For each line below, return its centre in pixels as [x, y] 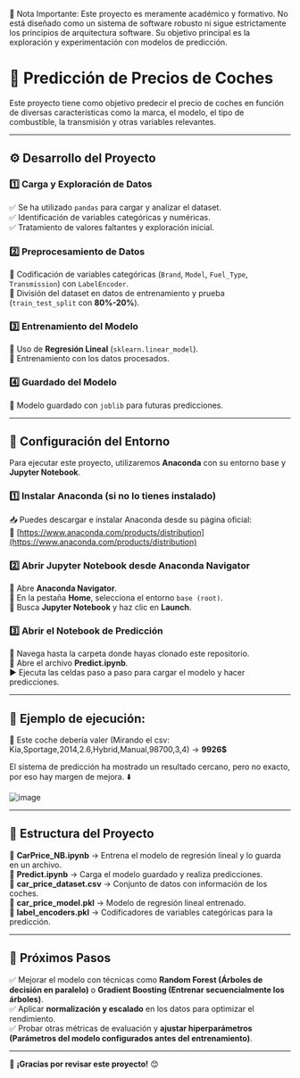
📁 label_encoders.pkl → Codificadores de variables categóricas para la [141, 912]
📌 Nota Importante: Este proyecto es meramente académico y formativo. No [149, 14]
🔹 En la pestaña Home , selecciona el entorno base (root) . [116, 597]
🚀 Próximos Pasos [60, 958]
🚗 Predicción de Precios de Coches [142, 78]
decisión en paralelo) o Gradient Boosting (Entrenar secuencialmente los [147, 990]
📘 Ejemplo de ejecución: [77, 718]
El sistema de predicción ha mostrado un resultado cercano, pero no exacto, [150, 767]
